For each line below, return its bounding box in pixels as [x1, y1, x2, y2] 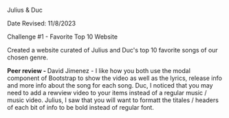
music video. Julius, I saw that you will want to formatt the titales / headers [7, 96, 219, 104]
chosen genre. [7, 53, 48, 61]
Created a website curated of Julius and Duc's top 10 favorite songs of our [7, 46, 218, 54]
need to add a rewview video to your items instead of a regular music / [7, 89, 208, 97]
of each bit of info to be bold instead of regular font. [7, 104, 155, 111]
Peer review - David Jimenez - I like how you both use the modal [7, 67, 191, 75]
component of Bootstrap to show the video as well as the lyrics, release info [7, 74, 222, 82]
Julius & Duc [7, 6, 43, 14]
